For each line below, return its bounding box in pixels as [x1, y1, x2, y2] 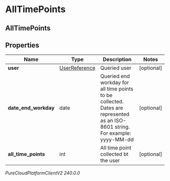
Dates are [100, 104, 123, 112]
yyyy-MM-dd [100, 136, 134, 143]
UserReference [59, 64, 96, 71]
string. [114, 123, 130, 130]
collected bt [100, 151, 129, 158]
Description [103, 56, 132, 63]
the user [100, 157, 120, 164]
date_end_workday [8, 104, 55, 112]
